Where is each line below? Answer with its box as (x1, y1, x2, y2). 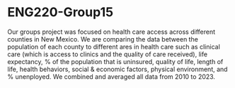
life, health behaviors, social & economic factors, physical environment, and (7, 65, 228, 73)
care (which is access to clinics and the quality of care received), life (7, 50, 207, 58)
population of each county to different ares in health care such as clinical (7, 42, 221, 51)
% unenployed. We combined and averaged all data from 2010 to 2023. (7, 72, 216, 81)
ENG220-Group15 (7, 4, 114, 20)
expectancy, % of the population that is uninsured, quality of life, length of (7, 57, 224, 65)
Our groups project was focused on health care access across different (7, 27, 216, 36)
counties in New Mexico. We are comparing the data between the (7, 34, 198, 43)
